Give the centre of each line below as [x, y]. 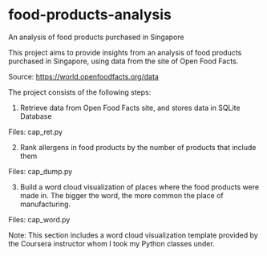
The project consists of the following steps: [80, 92]
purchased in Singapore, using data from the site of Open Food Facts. [123, 61]
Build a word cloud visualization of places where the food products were [139, 187]
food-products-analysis [90, 15]
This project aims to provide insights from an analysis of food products [125, 52]
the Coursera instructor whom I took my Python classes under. [111, 243]
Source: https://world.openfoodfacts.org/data [83, 76]
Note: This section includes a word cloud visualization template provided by [133, 235]
